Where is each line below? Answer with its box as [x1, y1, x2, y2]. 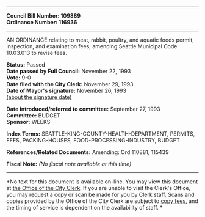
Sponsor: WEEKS [6, 119, 51, 125]
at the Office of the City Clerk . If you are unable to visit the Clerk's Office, [6, 185, 191, 191]
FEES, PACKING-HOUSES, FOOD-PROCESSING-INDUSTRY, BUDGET [6, 137, 180, 144]
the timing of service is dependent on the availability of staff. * [6, 204, 163, 211]
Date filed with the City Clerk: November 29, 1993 [6, 81, 134, 87]
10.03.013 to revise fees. [6, 50, 67, 56]
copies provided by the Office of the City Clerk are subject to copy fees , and [6, 197, 198, 205]
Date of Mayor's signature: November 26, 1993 [6, 87, 127, 94]
